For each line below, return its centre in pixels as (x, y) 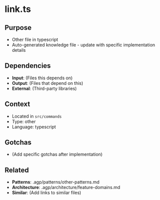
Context (17, 104)
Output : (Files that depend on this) (47, 83)
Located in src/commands (37, 116)
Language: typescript (34, 127)
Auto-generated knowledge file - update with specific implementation (83, 45)
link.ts (18, 9)
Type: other (24, 121)
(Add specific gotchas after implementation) (57, 154)
